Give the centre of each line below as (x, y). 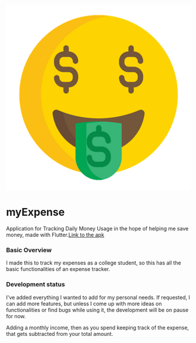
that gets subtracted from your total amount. (60, 334)
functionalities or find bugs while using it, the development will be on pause (97, 310)
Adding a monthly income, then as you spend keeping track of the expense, (98, 327)
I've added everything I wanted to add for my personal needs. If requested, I (98, 297)
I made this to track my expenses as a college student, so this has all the (94, 263)
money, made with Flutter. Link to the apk (55, 235)
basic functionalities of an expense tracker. (58, 269)
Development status (36, 285)
